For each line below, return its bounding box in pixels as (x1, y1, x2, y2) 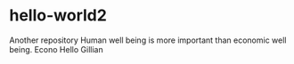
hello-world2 (9, 5, 107, 26)
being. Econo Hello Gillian (9, 44, 104, 54)
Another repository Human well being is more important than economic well (9, 35, 287, 45)
